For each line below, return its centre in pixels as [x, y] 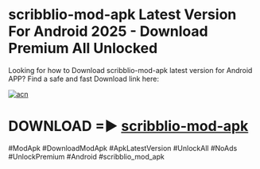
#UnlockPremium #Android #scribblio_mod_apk [86, 156]
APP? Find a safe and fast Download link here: [83, 79]
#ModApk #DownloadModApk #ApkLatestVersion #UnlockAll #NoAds [123, 148]
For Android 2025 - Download [108, 31]
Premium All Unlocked [83, 48]
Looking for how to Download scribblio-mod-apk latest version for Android [130, 70]
